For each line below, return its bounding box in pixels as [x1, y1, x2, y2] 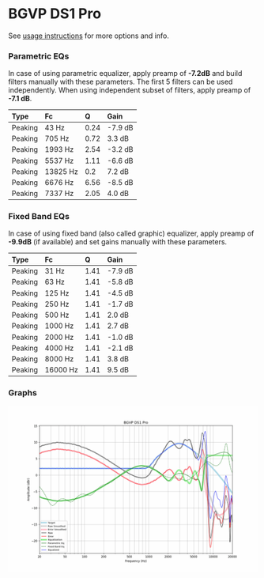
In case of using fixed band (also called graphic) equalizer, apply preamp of [8, 229, 255, 238]
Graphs [8, 387, 37, 398]
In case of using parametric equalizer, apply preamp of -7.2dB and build [8, 69, 243, 78]
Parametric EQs [8, 51, 70, 62]
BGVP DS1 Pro [8, 5, 101, 23]
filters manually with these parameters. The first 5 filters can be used [8, 77, 233, 87]
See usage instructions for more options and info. [8, 31, 170, 40]
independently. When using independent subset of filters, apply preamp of [8, 85, 251, 95]
